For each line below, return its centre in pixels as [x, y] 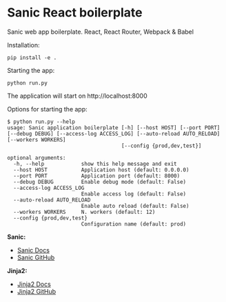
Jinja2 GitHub [37, 291]
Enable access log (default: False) [134, 194]
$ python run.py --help [41, 122]
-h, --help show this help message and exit [95, 164]
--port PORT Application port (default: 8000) [97, 176]
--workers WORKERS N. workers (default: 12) [84, 212]
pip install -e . [32, 57]
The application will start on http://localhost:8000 [77, 96]
